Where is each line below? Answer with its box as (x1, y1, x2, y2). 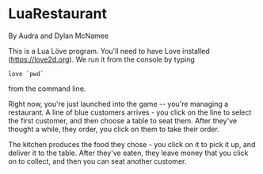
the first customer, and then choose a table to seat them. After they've (8, 115, 238, 125)
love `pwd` (8, 70, 44, 78)
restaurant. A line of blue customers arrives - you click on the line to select (8, 108, 252, 117)
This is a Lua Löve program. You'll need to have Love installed (8, 46, 210, 55)
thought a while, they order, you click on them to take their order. (8, 124, 219, 134)
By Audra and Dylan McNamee (8, 31, 109, 40)
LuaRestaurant (8, 5, 107, 23)
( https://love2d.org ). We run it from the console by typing (8, 55, 196, 64)
